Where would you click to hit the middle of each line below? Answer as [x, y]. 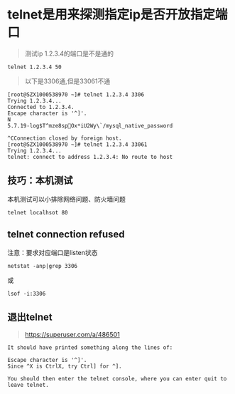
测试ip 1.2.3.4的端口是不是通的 [69, 53]
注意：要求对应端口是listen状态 [53, 252]
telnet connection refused [66, 235]
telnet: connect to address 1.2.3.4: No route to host [90, 157]
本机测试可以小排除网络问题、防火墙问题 [66, 199]
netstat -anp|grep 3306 [43, 266]
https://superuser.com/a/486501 [72, 335]
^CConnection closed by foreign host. [65, 138]
